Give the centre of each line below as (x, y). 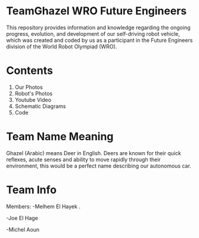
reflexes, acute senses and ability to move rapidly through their (83, 159)
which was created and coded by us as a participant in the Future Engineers (99, 40)
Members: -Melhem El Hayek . (43, 206)
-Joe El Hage (22, 218)
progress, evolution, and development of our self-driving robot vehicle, (93, 33)
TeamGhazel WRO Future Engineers (97, 11)
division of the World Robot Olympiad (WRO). (62, 47)
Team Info (31, 190)
